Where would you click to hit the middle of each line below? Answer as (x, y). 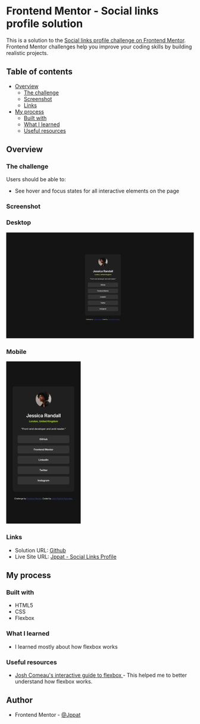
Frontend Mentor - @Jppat (48, 714)
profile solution (45, 24)
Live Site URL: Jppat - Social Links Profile (66, 557)
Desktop (19, 222)
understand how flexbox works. (54, 681)
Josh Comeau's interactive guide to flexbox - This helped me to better (101, 675)
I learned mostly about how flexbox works (66, 646)
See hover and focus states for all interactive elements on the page (97, 191)
